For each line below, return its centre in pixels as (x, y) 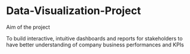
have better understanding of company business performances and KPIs (95, 45)
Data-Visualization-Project (74, 11)
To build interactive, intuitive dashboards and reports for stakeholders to (94, 38)
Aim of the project (28, 27)
